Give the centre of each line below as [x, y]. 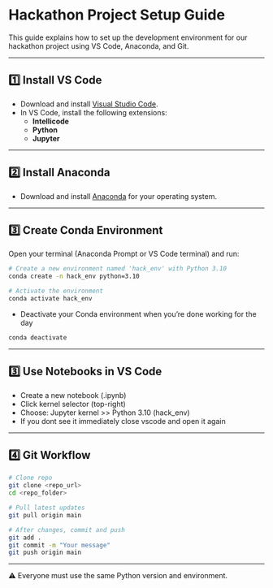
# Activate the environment [56, 291]
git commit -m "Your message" [60, 545]
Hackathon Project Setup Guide [117, 15]
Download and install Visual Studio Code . [89, 104]
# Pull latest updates [47, 508]
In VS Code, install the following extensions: [94, 112]
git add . [25, 538]
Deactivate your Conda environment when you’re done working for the [139, 313]
